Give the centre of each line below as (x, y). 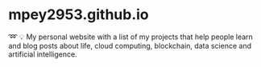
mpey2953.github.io (79, 15)
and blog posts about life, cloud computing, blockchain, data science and (130, 45)
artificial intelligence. (43, 54)
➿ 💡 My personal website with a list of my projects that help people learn (131, 37)
